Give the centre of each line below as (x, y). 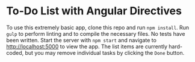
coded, (15, 52)
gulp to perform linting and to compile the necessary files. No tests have (96, 33)
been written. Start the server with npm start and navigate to (81, 40)
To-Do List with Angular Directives (94, 11)
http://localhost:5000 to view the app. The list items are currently (87, 46)
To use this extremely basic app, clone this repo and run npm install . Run (98, 27)
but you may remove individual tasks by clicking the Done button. (105, 52)
